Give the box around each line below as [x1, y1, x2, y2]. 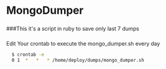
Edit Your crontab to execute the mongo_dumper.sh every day [6, 40, 161, 47]
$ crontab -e [11, 52, 45, 58]
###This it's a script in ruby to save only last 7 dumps [6, 25, 139, 32]
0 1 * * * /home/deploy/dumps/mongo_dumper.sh [11, 57, 145, 63]
